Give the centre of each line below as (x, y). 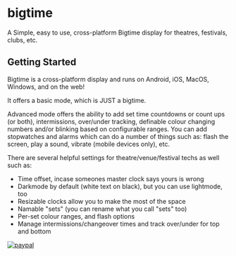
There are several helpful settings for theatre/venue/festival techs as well (113, 157)
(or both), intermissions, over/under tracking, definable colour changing (111, 121)
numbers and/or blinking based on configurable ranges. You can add (107, 129)
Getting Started (42, 62)
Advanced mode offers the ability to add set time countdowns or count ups (116, 114)
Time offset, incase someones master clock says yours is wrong (111, 178)
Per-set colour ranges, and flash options (76, 216)
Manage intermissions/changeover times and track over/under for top (118, 224)
